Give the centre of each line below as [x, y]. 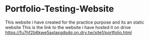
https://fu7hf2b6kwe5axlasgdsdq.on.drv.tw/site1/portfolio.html [68, 32]
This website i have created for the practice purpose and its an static [75, 22]
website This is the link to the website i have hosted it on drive [68, 27]
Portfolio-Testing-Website [60, 9]
